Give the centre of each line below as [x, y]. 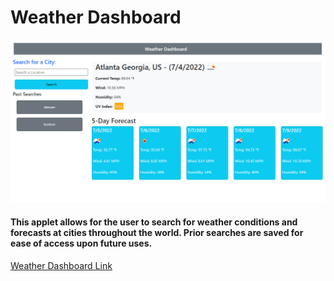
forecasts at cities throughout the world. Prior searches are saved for [157, 232]
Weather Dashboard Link [61, 265]
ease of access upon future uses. [81, 243]
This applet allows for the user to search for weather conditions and [154, 222]
